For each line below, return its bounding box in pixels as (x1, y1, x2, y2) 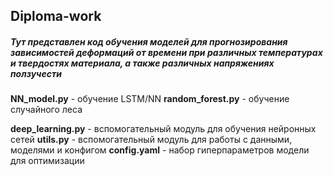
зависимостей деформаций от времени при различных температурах (10, 46, 323, 58)
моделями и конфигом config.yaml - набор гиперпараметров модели (10, 144, 310, 156)
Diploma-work (10, 8, 102, 25)
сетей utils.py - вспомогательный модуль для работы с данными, (10, 134, 293, 146)
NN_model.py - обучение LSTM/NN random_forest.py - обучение (10, 93, 290, 105)
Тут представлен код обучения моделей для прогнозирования (10, 35, 288, 48)
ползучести (10, 67, 62, 79)
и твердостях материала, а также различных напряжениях (10, 57, 275, 69)
